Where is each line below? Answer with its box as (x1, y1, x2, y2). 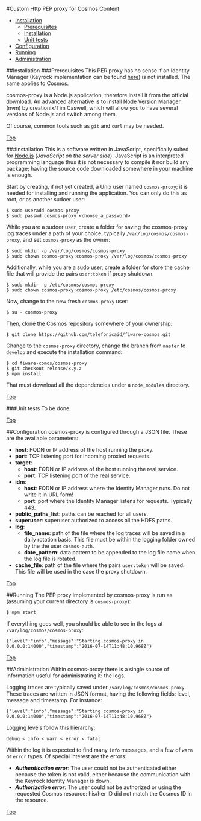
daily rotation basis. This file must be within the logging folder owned (23, 536, 196, 543)
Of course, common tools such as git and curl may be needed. (6, 122, 164, 129)
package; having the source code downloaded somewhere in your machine (6, 165, 193, 172)
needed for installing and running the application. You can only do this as (6, 189, 187, 197)
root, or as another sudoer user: (6, 196, 85, 203)
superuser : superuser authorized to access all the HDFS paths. (14, 517, 173, 524)
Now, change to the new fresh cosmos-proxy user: (6, 298, 129, 305)
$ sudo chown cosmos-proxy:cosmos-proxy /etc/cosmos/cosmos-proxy (6, 287, 176, 293)
